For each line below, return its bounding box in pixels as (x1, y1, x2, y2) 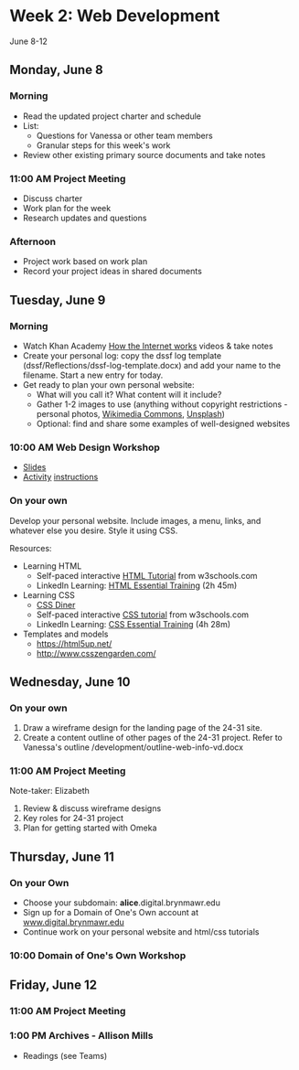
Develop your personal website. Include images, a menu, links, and (9, 515, 262, 526)
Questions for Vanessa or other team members (36, 130, 213, 141)
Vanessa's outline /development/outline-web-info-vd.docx (22, 742, 244, 753)
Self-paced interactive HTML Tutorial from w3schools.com (36, 570, 258, 581)
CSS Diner (36, 599, 76, 610)
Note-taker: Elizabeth (9, 786, 90, 797)
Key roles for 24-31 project (22, 813, 124, 824)
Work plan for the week (22, 202, 112, 213)
